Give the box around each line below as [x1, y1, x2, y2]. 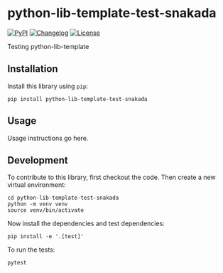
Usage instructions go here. [7, 134, 89, 142]
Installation [7, 63, 58, 75]
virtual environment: [7, 181, 66, 189]
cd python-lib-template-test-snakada [7, 194, 119, 202]
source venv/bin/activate [7, 207, 84, 214]
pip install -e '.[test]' [7, 233, 84, 240]
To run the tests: [7, 245, 55, 254]
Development [7, 154, 69, 166]
